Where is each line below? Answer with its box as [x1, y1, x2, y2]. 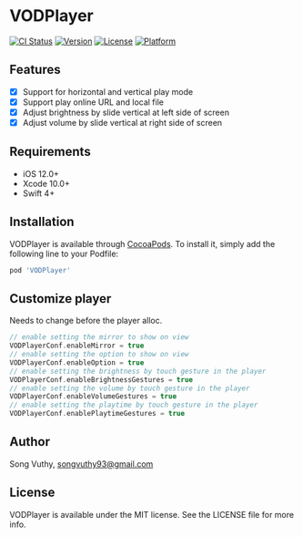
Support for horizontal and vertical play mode [22, 86, 194, 97]
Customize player [9, 291, 112, 306]
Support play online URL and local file [22, 97, 164, 108]
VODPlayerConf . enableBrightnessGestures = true [9, 375, 194, 384]
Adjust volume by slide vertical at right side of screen [22, 117, 223, 128]
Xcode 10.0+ [22, 178, 70, 189]
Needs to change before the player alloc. [9, 315, 163, 326]
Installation [9, 214, 75, 230]
